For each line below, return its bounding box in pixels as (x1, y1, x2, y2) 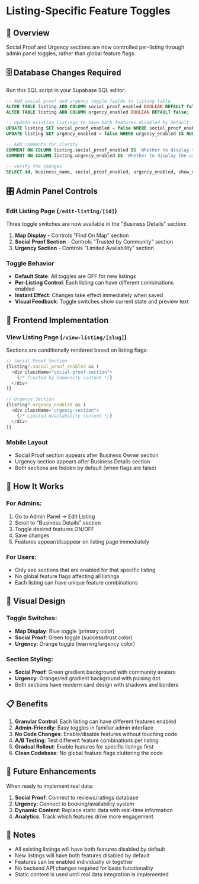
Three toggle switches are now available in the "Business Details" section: (6, 220, 187, 228)
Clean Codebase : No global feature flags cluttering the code (14, 749, 163, 756)
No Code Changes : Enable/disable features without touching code (14, 730, 178, 737)
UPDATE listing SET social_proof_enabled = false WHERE (6, 125, 147, 131)
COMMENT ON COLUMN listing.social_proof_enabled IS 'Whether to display (6, 147, 190, 153)
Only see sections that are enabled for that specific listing (14, 566, 156, 573)
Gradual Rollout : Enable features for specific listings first (14, 743, 154, 750)
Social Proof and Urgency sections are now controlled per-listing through (6, 43, 185, 50)
